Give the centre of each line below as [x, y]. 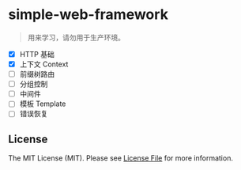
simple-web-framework [88, 15]
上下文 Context [44, 64]
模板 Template [43, 104]
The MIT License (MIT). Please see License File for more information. [120, 158]
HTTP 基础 [37, 54]
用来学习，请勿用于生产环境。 [76, 37]
